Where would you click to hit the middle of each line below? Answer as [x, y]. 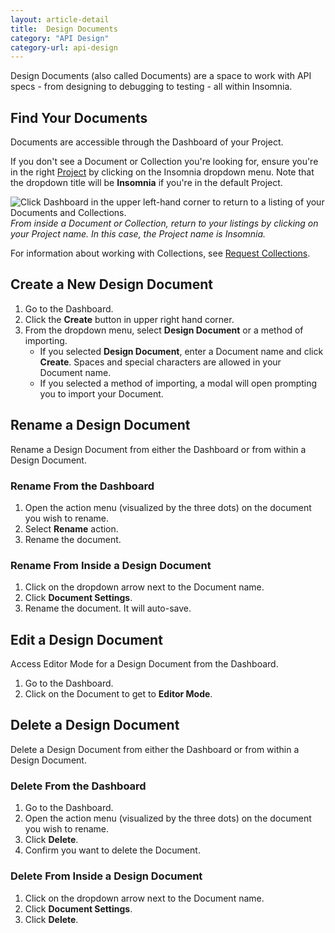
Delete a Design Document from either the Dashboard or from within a [155, 749]
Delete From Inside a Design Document [106, 876]
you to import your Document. [101, 393]
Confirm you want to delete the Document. [112, 850]
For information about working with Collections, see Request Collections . [160, 253]
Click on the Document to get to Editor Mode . [118, 694]
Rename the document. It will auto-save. [108, 608]
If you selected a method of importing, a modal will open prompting [178, 383]
